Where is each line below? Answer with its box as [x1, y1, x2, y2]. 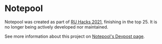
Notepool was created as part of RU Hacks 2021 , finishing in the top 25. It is [4, 19, 158, 25]
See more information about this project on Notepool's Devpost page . [4, 33, 145, 39]
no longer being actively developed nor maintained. [4, 24, 109, 29]
